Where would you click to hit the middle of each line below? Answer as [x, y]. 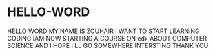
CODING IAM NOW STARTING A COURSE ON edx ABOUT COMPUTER [107, 38]
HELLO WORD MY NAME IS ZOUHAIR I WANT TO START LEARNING [103, 31]
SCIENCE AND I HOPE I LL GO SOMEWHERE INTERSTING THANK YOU [108, 45]
